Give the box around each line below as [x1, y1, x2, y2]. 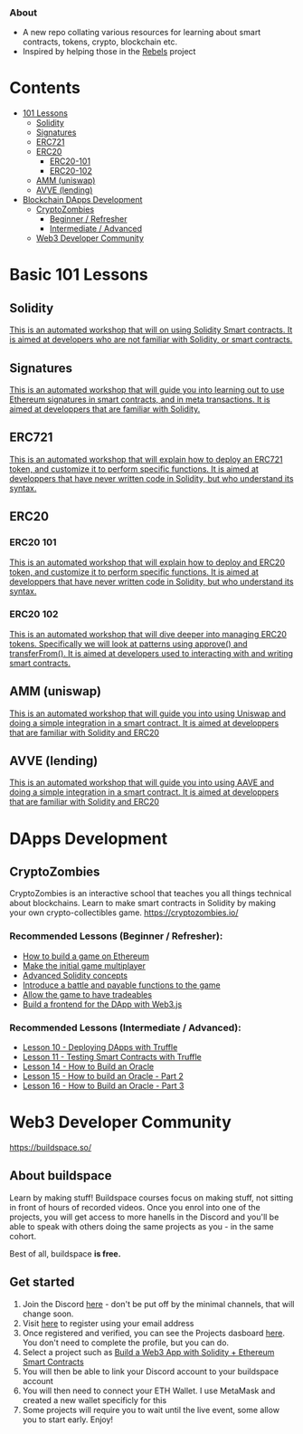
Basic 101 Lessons [9, 264, 148, 285]
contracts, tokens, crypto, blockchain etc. [22, 36, 178, 47]
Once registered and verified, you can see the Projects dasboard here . [22, 1327, 285, 1338]
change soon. [22, 1308, 74, 1319]
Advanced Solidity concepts [22, 970, 128, 980]
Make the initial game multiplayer [22, 960, 147, 970]
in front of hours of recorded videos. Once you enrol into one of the [9, 1201, 260, 1212]
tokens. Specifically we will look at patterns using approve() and [9, 638, 248, 649]
